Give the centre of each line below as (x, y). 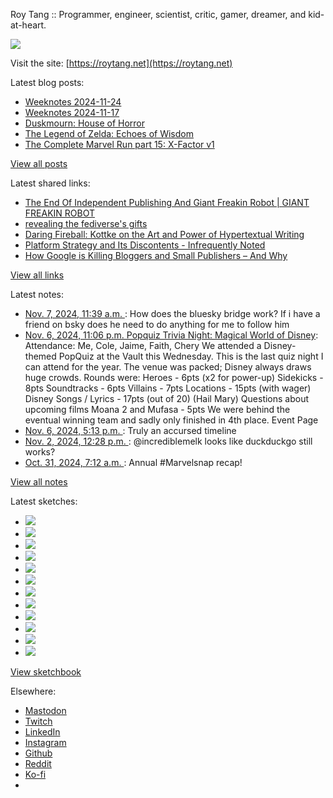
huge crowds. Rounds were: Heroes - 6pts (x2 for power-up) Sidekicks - (174, 377)
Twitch (38, 721)
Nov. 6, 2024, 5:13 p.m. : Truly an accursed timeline (130, 430)
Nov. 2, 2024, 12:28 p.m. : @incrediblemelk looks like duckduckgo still (168, 441)
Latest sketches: (44, 501)
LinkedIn (42, 732)
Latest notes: (37, 294)
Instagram (45, 742)
